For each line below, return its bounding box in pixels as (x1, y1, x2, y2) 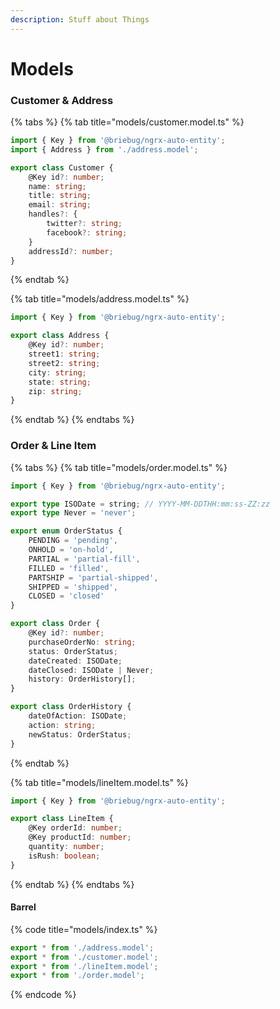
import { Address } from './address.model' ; (10, 144, 199, 155)
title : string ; (28, 191, 92, 201)
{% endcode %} (10, 989, 77, 1001)
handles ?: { (28, 209, 78, 220)
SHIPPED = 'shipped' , (28, 582, 118, 592)
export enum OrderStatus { (10, 526, 123, 536)
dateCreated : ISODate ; (28, 656, 123, 666)
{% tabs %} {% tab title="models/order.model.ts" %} (10, 461, 228, 473)
